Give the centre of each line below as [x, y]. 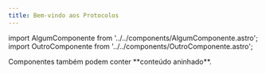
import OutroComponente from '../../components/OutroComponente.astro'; [131, 46]
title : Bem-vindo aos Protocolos [64, 15]
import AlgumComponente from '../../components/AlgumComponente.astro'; [133, 38]
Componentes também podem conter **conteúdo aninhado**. [110, 61]
